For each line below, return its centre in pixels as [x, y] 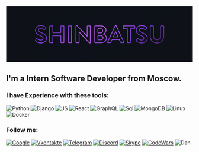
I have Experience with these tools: [57, 95]
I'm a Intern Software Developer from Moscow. [94, 79]
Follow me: [22, 130]
